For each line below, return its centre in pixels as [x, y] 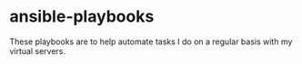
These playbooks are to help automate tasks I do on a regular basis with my [151, 41]
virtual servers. [38, 50]
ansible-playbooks [82, 17]
